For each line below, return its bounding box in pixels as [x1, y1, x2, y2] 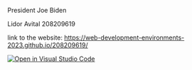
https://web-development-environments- [63, 33, 185, 42]
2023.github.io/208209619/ [7, 41, 89, 49]
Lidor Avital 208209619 [7, 20, 76, 28]
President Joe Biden [7, 6, 67, 14]
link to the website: [7, 33, 63, 42]
